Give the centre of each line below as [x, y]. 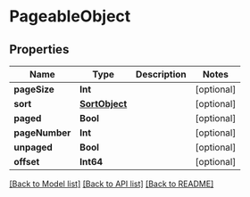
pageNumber [42, 133]
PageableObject [70, 16]
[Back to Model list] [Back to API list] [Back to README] [112, 184]
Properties [39, 49]
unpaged [33, 147]
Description [161, 74]
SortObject [104, 104]
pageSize [34, 89]
